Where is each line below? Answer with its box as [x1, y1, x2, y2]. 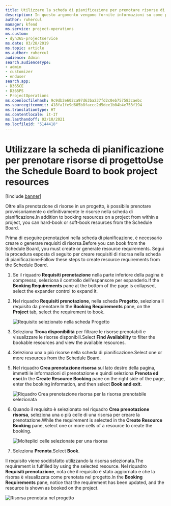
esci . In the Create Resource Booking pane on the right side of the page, [12, 375, 165, 381]
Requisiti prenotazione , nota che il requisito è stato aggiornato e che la [5, 468, 155, 474]
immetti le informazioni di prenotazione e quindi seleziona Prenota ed [12, 370, 159, 376]
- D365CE [5, 83, 24, 88]
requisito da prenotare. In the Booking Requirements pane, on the [12, 303, 151, 309]
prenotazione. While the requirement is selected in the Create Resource [12, 417, 163, 423]
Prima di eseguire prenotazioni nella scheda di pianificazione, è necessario [5, 235, 162, 241]
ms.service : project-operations [5, 27, 74, 32]
